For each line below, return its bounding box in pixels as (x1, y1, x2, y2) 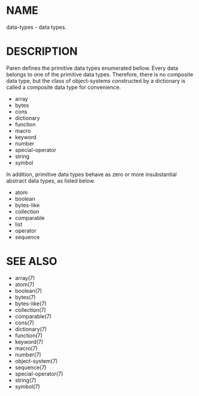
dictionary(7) (14, 325, 47, 332)
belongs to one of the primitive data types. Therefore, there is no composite (6, 70, 194, 78)
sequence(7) (14, 364, 47, 371)
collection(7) (14, 306, 46, 313)
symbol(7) (14, 383, 40, 390)
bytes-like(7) (14, 300, 47, 307)
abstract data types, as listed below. (6, 177, 95, 184)
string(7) (14, 376, 37, 383)
